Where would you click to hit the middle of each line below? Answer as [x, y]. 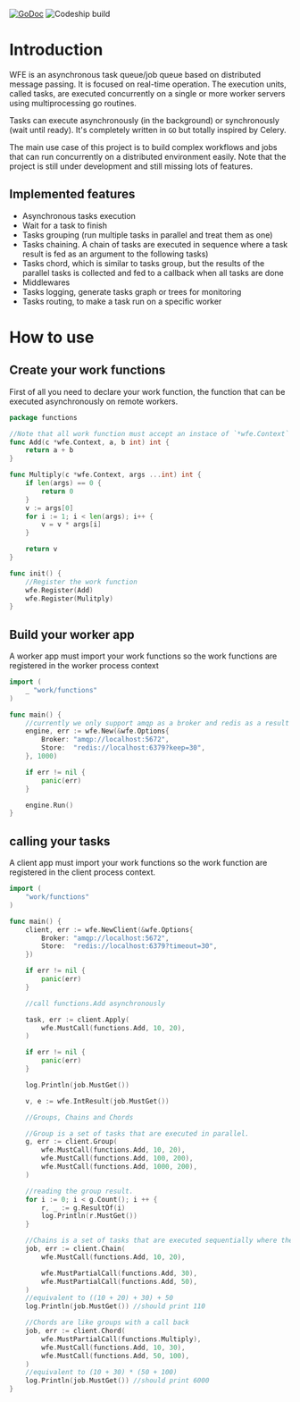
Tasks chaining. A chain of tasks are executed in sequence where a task [155, 244]
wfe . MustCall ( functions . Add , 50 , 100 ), [116, 1356]
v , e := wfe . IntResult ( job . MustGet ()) [97, 1101]
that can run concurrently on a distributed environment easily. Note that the [148, 156]
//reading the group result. [79, 1191]
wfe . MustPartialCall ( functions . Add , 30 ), [120, 1273]
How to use [52, 337]
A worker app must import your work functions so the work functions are [143, 656]
